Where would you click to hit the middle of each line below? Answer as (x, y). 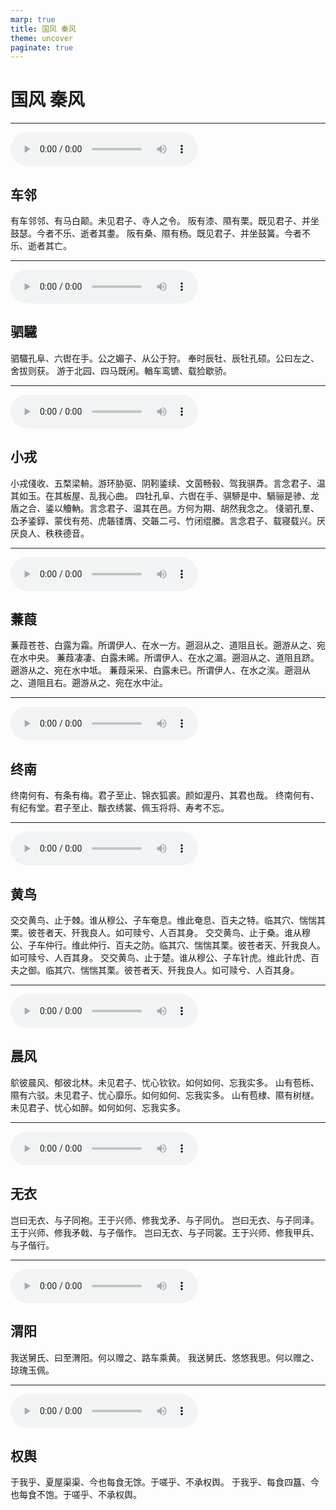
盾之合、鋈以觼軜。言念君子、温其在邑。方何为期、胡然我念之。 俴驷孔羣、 (165, 508)
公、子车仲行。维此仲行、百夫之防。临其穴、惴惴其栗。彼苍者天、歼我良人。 (168, 945)
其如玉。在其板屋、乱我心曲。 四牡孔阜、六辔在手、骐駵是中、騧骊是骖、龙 (165, 495)
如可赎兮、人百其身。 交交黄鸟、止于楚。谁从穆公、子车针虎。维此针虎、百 (165, 958)
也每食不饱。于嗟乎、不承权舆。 (76, 1495)
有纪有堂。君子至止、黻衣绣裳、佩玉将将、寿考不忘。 (120, 808)
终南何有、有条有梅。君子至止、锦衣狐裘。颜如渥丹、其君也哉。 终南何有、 (165, 795)
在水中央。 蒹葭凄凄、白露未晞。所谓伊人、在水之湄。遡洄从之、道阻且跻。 (165, 658)
